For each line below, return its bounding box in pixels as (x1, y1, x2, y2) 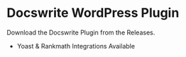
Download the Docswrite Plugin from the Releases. (6, 28, 155, 37)
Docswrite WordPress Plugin (6, 5, 180, 21)
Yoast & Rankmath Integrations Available (16, 42, 136, 50)
